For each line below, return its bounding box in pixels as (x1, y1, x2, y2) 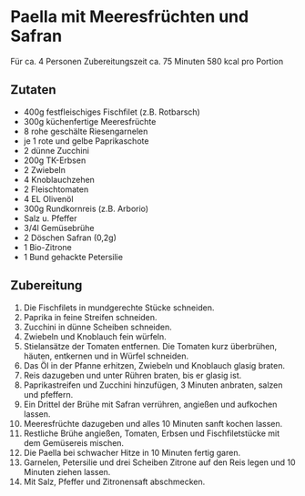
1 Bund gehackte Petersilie (23, 251, 124, 262)
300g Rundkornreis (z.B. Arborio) (23, 203, 149, 214)
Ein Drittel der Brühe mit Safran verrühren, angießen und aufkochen (23, 399, 278, 410)
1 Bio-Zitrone (23, 241, 72, 252)
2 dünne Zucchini (23, 145, 90, 156)
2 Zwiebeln (23, 164, 66, 175)
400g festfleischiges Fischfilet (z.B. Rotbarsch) (23, 106, 201, 117)
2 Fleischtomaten (23, 184, 89, 195)
